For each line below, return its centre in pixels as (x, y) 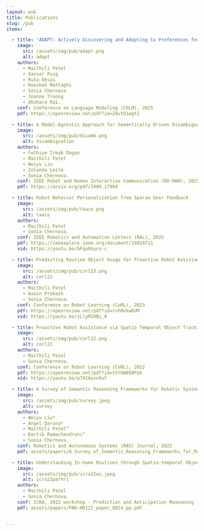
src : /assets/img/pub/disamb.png (65, 136)
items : (15, 29)
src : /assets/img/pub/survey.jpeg (66, 401)
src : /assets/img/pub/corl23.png (65, 271)
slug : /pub (20, 23)
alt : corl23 (37, 277)
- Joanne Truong (43, 97)
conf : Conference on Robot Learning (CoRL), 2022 (81, 367)
